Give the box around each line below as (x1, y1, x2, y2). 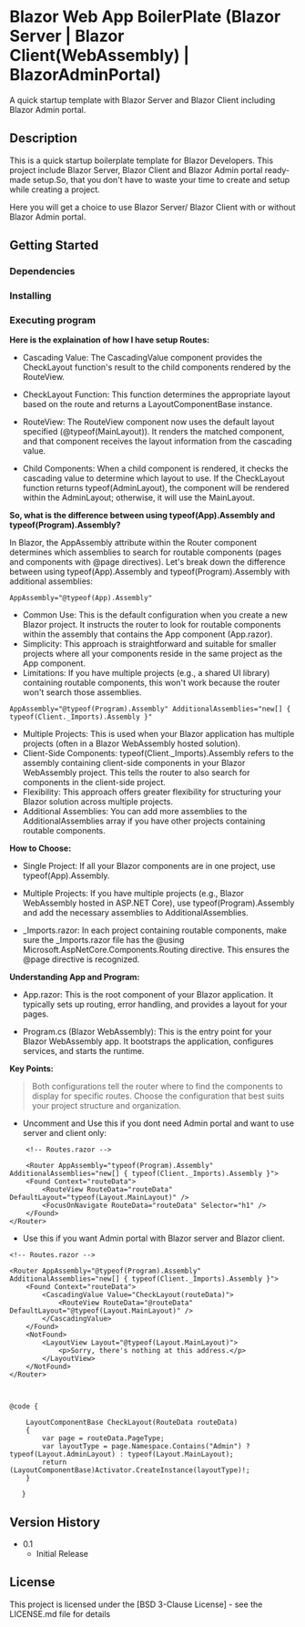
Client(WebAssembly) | (9, 46, 190, 66)
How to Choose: (9, 843, 72, 854)
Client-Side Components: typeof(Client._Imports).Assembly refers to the (22, 748, 294, 759)
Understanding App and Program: (9, 972, 140, 983)
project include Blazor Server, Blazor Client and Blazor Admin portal (9, 164, 263, 175)
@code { (9, 1402, 39, 1411)
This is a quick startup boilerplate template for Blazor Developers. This (9, 155, 274, 166)
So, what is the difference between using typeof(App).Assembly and (9, 510, 276, 521)
